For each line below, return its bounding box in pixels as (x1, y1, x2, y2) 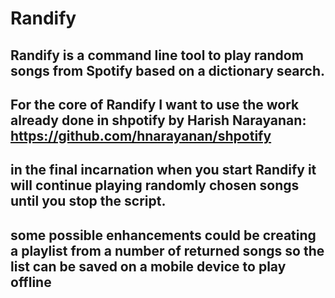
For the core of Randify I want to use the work (10, 96, 300, 113)
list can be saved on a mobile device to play (10, 258, 287, 275)
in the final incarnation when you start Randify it (10, 162, 317, 179)
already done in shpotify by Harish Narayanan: (10, 112, 307, 129)
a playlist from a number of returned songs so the (10, 242, 325, 259)
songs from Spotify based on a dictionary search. (10, 62, 326, 79)
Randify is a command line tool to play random (10, 47, 304, 64)
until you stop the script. (10, 193, 167, 210)
